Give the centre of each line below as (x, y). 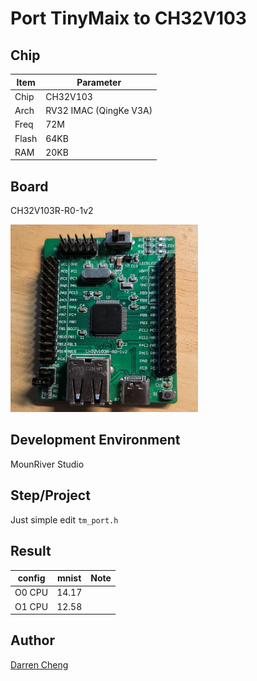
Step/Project (50, 495)
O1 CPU (31, 606)
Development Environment (95, 440)
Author (32, 640)
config (31, 578)
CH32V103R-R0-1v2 (52, 211)
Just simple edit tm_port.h (64, 519)
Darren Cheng (39, 664)
